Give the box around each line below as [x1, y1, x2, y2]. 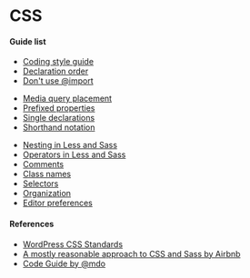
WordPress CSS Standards [22, 238, 124, 250]
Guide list [9, 35, 47, 46]
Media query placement [22, 93, 112, 104]
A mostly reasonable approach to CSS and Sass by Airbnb [22, 248, 241, 259]
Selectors [22, 178, 59, 189]
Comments [22, 159, 65, 170]
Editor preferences [22, 197, 93, 209]
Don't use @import [22, 75, 94, 86]
